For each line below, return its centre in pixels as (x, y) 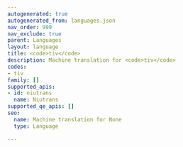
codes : (17, 67)
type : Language (36, 126)
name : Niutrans (36, 100)
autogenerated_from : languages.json (61, 21)
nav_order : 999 (30, 27)
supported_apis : (31, 87)
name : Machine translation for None (68, 119)
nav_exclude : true (34, 34)
